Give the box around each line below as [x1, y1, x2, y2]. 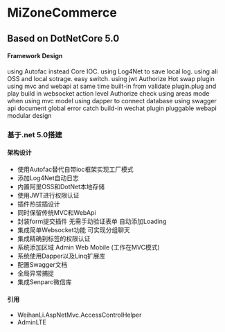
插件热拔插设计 [17, 200, 60, 208]
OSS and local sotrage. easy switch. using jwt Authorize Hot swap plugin [7, 74, 215, 82]
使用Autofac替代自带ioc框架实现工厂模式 [17, 165, 134, 173]
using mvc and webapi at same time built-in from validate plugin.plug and [7, 82, 217, 90]
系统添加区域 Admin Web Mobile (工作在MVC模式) [17, 243, 161, 251]
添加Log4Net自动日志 [17, 173, 80, 182]
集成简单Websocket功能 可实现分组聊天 [17, 225, 130, 234]
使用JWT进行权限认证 [17, 191, 80, 199]
